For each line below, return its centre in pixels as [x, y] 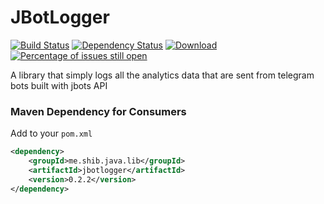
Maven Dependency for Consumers [98, 111]
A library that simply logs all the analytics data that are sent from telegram [162, 75]
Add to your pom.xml [51, 133]
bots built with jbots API [59, 85]
